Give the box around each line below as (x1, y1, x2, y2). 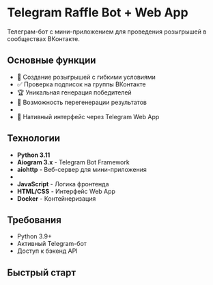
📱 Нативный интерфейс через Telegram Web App (16, 112, 160, 121)
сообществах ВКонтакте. (7, 34, 80, 42)
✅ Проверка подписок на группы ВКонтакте (16, 80, 146, 88)
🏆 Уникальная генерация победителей (16, 88, 132, 97)
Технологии (7, 132, 60, 145)
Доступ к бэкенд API (16, 247, 78, 255)
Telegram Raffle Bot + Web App (7, 5, 189, 21)
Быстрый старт (7, 267, 76, 278)
